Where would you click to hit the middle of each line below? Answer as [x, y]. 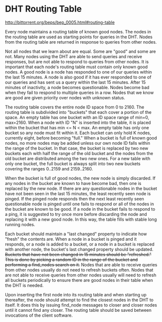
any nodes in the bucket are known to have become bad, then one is [73, 183]
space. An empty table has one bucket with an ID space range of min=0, [77, 117]
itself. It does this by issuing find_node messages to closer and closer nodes [81, 305]
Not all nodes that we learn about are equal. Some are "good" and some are [81, 51]
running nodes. [20, 224]
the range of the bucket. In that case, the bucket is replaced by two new [77, 148]
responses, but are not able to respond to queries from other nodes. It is [77, 61]
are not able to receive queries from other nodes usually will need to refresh [81, 275]
